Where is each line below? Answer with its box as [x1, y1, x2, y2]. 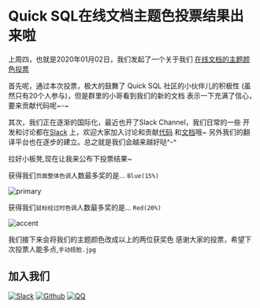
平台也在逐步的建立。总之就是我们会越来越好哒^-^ [14, 137, 177, 147]
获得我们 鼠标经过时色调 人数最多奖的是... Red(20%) [8, 202, 162, 212]
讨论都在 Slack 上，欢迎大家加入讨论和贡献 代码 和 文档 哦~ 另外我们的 [21, 127, 243, 136]
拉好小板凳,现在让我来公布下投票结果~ [8, 154, 132, 163]
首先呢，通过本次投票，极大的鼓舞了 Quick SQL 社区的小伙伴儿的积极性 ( [8, 80, 244, 91]
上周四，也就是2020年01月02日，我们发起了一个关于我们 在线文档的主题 [8, 54, 243, 64]
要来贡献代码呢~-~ [8, 100, 69, 110]
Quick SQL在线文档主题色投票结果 [8, 7, 231, 25]
